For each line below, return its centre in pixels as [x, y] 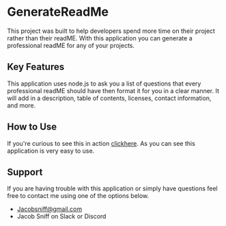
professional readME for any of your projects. [71, 45]
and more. [22, 105]
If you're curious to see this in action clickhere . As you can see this [101, 143]
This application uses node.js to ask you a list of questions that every [104, 84]
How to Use [32, 127]
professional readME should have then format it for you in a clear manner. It [113, 90]
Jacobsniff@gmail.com [50, 209]
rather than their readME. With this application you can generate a [100, 38]
